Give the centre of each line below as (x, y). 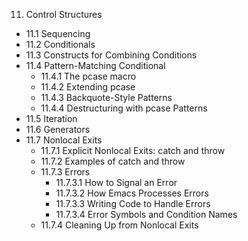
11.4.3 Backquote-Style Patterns (106, 97)
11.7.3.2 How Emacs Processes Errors (132, 193)
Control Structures (64, 14)
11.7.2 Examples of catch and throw (113, 161)
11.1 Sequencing (58, 33)
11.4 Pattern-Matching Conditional (95, 65)
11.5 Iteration (51, 118)
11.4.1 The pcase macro (88, 76)
